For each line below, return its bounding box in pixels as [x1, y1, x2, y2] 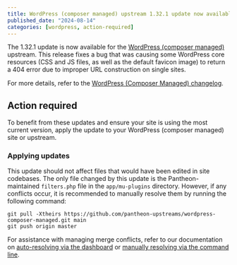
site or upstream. [7, 134, 57, 142]
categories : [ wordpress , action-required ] [7, 23, 134, 30]
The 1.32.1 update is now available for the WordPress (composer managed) [7, 43, 225, 52]
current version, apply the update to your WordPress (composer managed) [7, 126, 224, 134]
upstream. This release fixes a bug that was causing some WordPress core [7, 50, 225, 59]
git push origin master [7, 223, 78, 230]
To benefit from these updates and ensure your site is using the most [7, 118, 208, 127]
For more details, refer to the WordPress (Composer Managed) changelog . [7, 79, 224, 88]
